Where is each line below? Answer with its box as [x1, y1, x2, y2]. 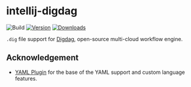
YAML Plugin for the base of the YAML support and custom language [14, 69, 186, 76]
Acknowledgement [6, 52, 79, 63]
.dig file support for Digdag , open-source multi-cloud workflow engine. [6, 35, 183, 42]
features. [14, 74, 38, 82]
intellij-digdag [6, 4, 78, 18]
